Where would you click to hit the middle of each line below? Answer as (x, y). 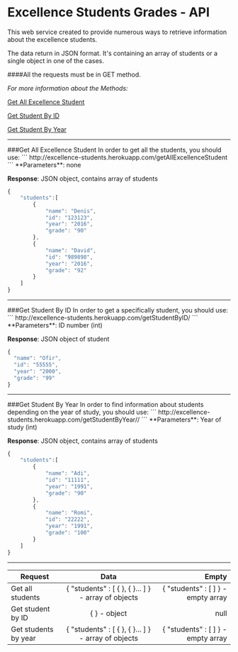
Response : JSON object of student (58, 339)
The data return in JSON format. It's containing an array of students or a (113, 53)
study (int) (22, 427)
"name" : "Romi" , (69, 513)
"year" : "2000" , (38, 371)
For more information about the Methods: (68, 88)
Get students (33, 629)
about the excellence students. (52, 39)
